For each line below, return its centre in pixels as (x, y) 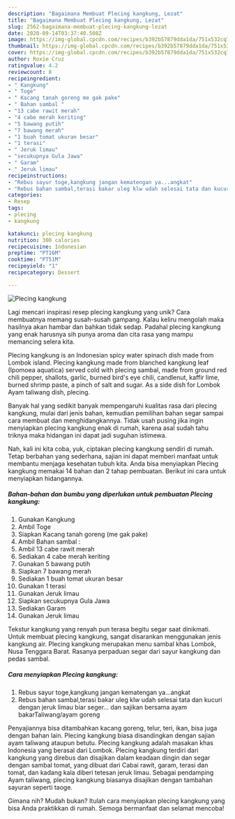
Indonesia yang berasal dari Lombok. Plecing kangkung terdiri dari (103, 750)
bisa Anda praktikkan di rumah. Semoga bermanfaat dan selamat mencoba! (116, 808)
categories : (25, 195)
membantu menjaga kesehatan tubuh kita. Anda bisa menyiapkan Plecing (113, 464)
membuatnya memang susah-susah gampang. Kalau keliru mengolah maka (116, 319)
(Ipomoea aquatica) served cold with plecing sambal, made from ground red (117, 369)
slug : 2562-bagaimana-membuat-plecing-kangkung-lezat (88, 26)
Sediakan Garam (42, 608)
